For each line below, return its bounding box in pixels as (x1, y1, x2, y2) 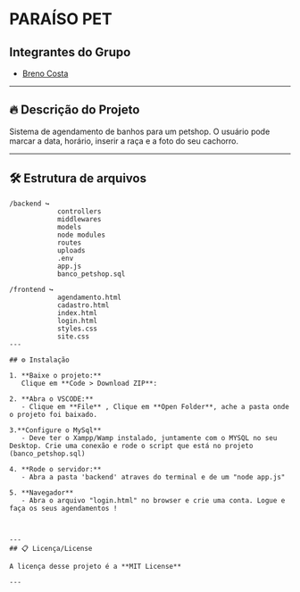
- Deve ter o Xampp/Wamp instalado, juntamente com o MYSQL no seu (21, 433, 278, 442)
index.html (56, 308, 98, 317)
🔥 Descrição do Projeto (9, 103, 140, 118)
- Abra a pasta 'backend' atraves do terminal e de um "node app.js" (21, 472, 286, 481)
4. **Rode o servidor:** (9, 464, 102, 473)
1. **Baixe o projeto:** (9, 371, 102, 379)
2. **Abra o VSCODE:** (9, 394, 94, 404)
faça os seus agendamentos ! (9, 504, 118, 513)
